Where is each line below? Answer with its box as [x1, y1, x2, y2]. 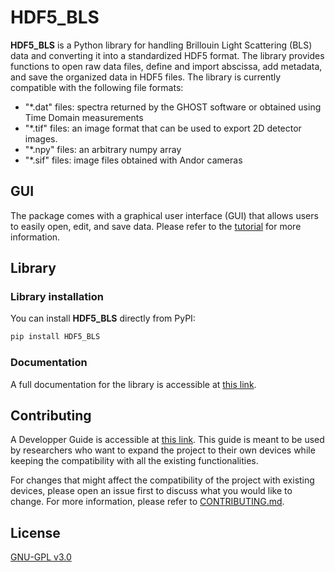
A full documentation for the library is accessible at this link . [10, 378, 257, 390]
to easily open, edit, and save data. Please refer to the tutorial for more [10, 220, 302, 232]
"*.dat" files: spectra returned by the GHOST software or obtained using [24, 101, 322, 113]
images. [24, 132, 58, 145]
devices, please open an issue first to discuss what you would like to [10, 485, 293, 497]
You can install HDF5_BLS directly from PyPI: [10, 312, 196, 325]
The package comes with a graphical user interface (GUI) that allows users [10, 209, 319, 221]
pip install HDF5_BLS [10, 332, 101, 342]
